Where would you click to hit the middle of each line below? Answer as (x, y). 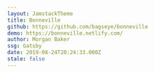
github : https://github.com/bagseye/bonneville (78, 26)
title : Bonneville (34, 20)
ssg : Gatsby (24, 46)
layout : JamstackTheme (40, 14)
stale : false (26, 59)
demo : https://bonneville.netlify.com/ (65, 33)
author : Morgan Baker (39, 40)
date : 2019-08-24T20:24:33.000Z (54, 53)
